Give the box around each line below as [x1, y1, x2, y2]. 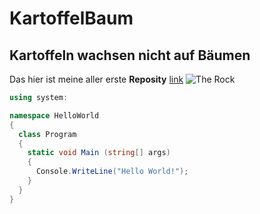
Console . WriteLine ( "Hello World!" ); [35, 167, 189, 177]
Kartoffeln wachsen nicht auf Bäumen [9, 47, 251, 64]
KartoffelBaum [9, 7, 134, 30]
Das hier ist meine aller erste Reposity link [9, 73, 184, 85]
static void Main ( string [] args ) [27, 148, 171, 158]
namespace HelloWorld [9, 110, 100, 121]
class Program [18, 129, 77, 139]
